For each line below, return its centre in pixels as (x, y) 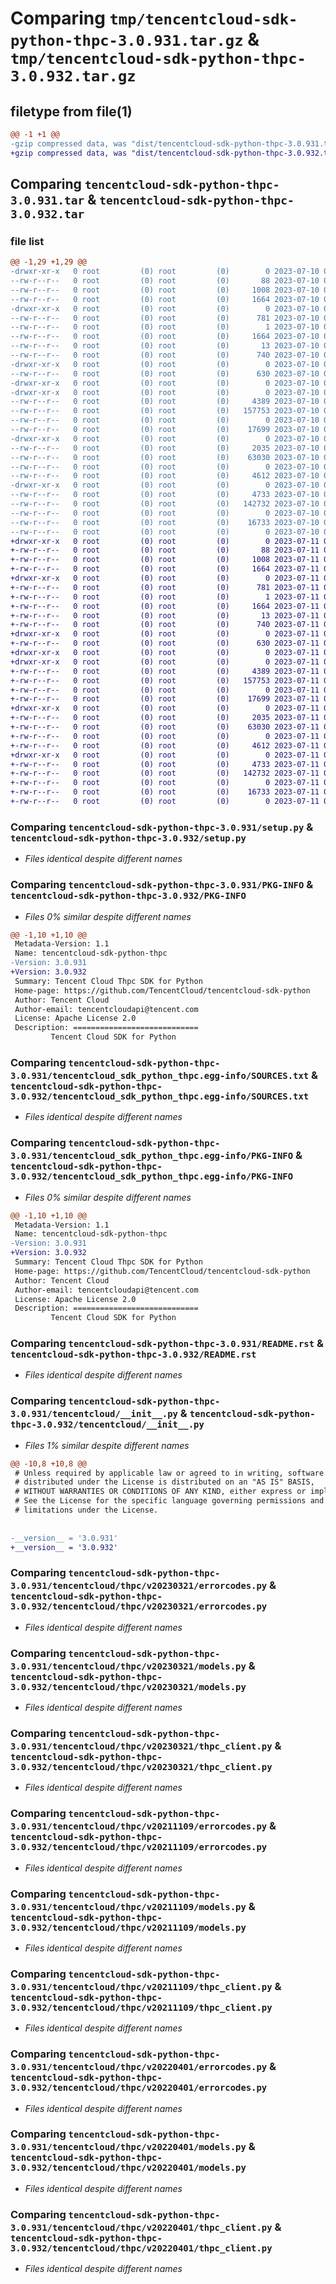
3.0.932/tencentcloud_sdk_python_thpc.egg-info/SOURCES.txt (160, 1096)
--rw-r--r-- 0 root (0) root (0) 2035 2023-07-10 (165, 448)
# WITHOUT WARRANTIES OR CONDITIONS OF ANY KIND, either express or (160, 1492)
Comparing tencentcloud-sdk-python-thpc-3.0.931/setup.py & (162, 827)
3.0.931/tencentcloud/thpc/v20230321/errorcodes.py (139, 1586)
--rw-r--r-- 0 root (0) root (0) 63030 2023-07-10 (165, 457)
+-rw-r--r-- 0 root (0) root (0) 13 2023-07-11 (165, 615)
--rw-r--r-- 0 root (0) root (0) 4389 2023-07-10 (165, 402)
